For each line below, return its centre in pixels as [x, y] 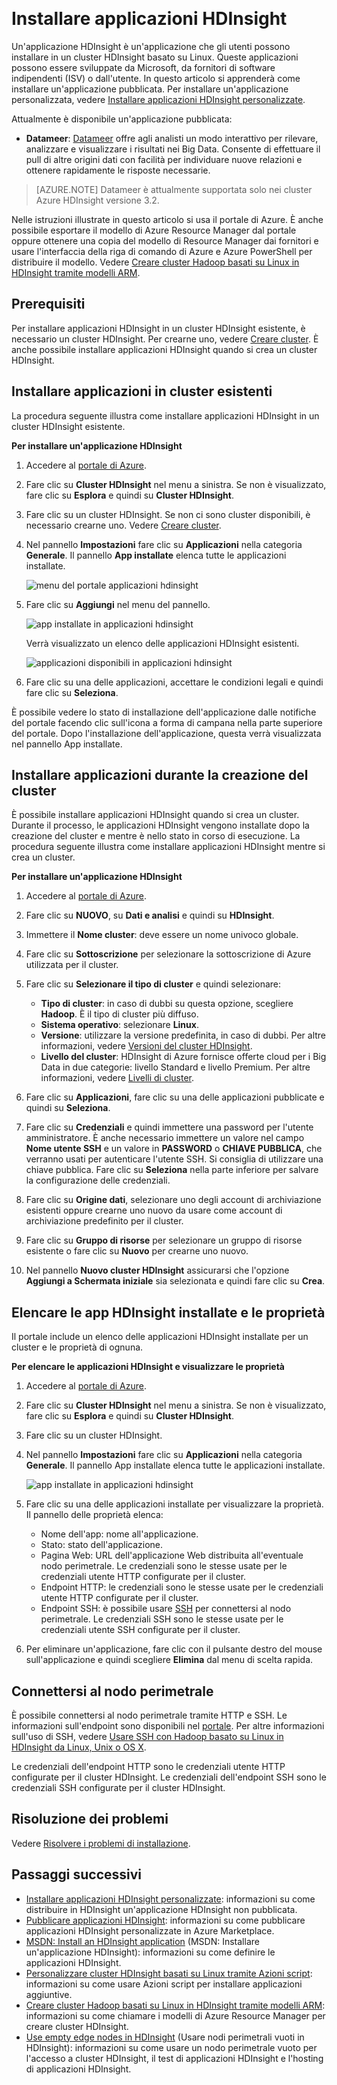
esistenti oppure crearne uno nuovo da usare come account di [154, 1210]
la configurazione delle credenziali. [98, 1180]
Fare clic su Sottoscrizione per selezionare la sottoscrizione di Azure [168, 954]
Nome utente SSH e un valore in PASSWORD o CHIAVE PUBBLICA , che [174, 1149]
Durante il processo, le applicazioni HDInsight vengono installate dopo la [160, 825]
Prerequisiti [48, 304]
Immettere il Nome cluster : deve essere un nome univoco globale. [162, 935]
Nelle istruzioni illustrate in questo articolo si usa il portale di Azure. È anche [167, 219]
